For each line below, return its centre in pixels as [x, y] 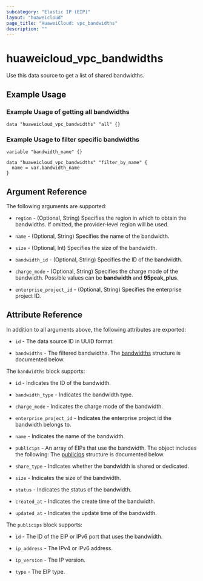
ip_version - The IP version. [50, 560]
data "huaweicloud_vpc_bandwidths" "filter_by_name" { [77, 163]
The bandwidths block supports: [46, 371]
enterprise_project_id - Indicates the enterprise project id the [93, 418]
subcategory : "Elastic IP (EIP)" [48, 12]
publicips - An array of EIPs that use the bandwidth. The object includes [106, 448]
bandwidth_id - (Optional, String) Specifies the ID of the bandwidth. [99, 259]
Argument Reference [47, 192]
